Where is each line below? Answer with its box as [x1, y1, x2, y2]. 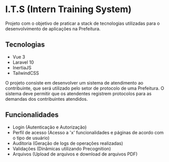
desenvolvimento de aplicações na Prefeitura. [5, 25, 101, 31]
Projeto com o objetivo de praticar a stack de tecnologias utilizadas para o [5, 20, 160, 26]
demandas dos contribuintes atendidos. [5, 96, 88, 102]
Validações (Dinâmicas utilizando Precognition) [12, 145, 111, 151]
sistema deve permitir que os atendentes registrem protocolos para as [5, 90, 152, 97]
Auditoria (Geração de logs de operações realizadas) [12, 140, 123, 146]
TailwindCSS [12, 70, 39, 76]
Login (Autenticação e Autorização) [12, 124, 87, 130]
